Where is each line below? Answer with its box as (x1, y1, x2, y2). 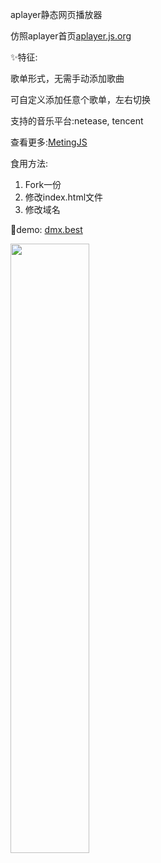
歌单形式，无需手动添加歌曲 (10, 73, 125, 84)
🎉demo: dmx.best (10, 224, 83, 235)
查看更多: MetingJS (10, 136, 88, 148)
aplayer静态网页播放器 (10, 9, 103, 20)
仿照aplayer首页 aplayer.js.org (10, 30, 132, 42)
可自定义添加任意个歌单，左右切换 (10, 94, 151, 105)
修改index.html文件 (24, 191, 104, 203)
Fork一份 (24, 179, 62, 190)
